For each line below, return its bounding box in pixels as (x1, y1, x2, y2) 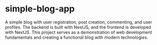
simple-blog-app (5, 3, 75, 14)
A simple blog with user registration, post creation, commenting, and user (5, 19, 152, 25)
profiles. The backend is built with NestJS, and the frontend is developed (5, 24, 152, 30)
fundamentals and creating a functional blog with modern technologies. (5, 34, 148, 40)
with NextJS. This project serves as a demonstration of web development (5, 29, 152, 35)
